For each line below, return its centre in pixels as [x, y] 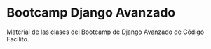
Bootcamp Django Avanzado [91, 13]
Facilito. [18, 39]
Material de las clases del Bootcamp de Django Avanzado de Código [105, 32]
